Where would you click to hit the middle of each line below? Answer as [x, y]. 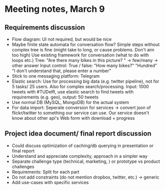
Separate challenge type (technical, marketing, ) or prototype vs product [86, 161]
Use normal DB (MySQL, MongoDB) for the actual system [70, 102]
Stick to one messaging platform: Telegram [56, 76]
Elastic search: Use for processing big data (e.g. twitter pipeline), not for [85, 81]
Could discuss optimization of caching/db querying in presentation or [83, 145]
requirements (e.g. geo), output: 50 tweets [55, 97]
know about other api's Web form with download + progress [73, 118]
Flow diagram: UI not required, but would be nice [62, 39]
